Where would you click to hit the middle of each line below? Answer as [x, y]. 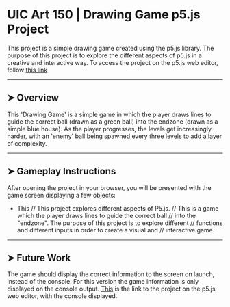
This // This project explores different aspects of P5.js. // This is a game [118, 208]
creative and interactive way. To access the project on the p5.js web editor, [113, 62]
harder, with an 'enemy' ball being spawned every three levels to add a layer [115, 136]
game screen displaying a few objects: [62, 195]
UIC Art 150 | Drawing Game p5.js [104, 15]
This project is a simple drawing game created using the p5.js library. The [111, 48]
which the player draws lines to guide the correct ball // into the [106, 215]
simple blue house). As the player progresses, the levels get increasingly [110, 129]
